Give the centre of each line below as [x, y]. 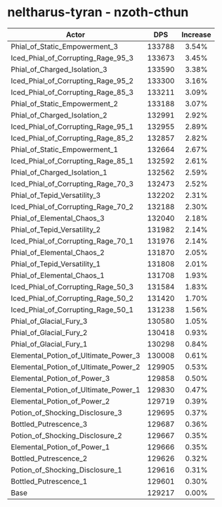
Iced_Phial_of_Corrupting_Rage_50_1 [72, 309]
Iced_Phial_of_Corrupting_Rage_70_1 [72, 241]
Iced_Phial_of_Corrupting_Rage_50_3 [72, 287]
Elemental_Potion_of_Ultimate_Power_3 [76, 355]
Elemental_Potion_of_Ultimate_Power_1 [76, 389]
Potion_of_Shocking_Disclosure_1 [67, 470]
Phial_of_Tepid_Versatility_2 [56, 230]
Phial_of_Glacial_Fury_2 [49, 332]
